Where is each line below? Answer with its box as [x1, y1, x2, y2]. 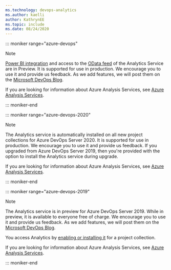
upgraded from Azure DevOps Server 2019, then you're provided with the [5, 148, 160, 154]
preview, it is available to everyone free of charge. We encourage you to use [5, 214, 166, 220]
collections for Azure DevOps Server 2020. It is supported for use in [5, 137, 149, 143]
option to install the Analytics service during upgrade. [5, 153, 119, 160]
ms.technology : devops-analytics [5, 7, 77, 13]
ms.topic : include [5, 21, 45, 27]
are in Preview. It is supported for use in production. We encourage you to [5, 66, 161, 72]
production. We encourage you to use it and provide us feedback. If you [5, 143, 157, 149]
